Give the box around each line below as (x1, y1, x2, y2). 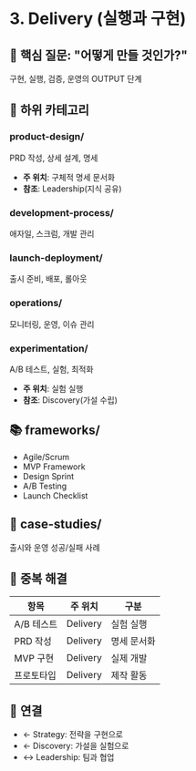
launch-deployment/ (9, 252, 103, 264)
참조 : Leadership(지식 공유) (22, 183, 122, 194)
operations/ (9, 297, 63, 310)
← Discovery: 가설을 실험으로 (22, 740, 129, 752)
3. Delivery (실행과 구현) (9, 8, 187, 29)
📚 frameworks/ (9, 423, 100, 438)
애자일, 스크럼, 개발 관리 (9, 228, 95, 239)
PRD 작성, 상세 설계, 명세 (9, 152, 98, 163)
